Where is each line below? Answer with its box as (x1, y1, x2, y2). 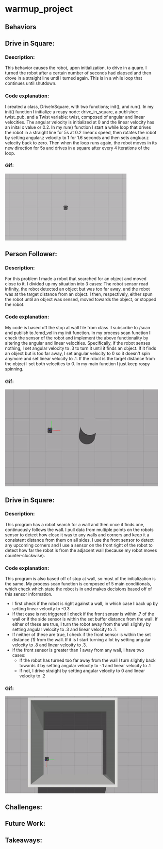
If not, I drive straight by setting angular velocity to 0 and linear (19, 668, 146, 674)
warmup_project (5, 3, 73, 15)
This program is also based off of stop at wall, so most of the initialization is (5, 576, 156, 582)
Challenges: (5, 803, 43, 811)
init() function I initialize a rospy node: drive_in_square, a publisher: (5, 108, 139, 115)
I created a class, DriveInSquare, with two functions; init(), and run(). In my (5, 104, 154, 109)
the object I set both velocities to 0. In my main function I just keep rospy (5, 361, 150, 367)
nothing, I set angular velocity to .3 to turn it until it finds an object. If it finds (5, 345, 157, 351)
